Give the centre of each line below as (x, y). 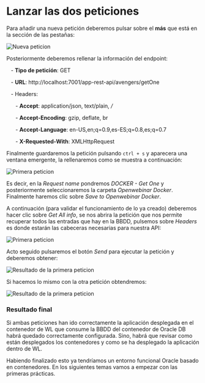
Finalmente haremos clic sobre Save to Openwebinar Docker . (84, 196)
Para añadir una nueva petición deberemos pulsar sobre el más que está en (102, 28)
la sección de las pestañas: (41, 34)
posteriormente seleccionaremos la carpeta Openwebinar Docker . (90, 190)
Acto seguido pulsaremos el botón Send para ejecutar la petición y (90, 251)
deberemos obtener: (32, 258)
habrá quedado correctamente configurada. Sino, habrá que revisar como (99, 336)
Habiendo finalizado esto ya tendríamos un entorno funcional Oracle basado (102, 361)
